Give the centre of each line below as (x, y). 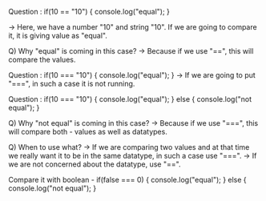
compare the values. (42, 60)
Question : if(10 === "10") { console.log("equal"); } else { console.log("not (130, 99)
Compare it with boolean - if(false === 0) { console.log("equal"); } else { (127, 180)
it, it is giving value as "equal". (58, 36)
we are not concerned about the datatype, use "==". (95, 164)
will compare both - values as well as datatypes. (88, 132)
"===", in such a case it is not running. (72, 84)
